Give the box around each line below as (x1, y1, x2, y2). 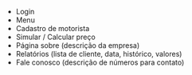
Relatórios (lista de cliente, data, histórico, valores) (15, 49, 182, 58)
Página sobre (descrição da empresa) (15, 41, 140, 50)
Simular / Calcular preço (15, 32, 96, 41)
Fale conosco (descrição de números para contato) (15, 57, 185, 67)
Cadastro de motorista (15, 24, 90, 33)
